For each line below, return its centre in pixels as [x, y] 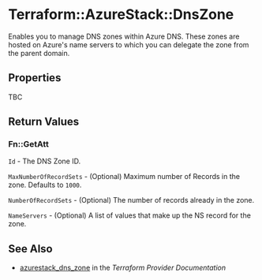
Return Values [44, 122]
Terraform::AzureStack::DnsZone [121, 15]
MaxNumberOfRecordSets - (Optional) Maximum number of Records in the [124, 177]
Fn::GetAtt [28, 144]
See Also [30, 249]
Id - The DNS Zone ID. [45, 161]
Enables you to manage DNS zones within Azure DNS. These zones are [124, 36]
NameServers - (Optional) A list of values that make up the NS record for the [129, 215]
